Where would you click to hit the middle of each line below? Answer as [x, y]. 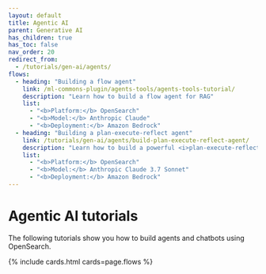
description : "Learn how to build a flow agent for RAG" [118, 96]
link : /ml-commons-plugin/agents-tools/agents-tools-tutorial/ [129, 89]
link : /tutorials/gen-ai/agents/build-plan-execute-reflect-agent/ [136, 140]
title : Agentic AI [38, 23]
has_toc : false [33, 45]
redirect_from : [33, 60]
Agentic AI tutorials [73, 216]
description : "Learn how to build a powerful [99, 148]
